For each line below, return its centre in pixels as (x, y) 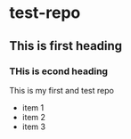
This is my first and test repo (61, 90)
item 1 (33, 107)
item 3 (34, 127)
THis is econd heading (59, 71)
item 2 (34, 117)
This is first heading (66, 46)
